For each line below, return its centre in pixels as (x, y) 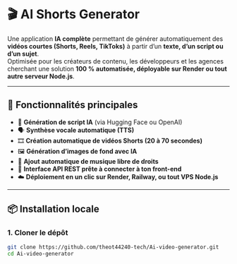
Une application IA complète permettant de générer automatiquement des (115, 38)
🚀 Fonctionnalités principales (73, 105)
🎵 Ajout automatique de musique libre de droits (88, 161)
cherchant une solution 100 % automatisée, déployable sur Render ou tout (117, 68)
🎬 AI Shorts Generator (74, 14)
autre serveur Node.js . (41, 76)
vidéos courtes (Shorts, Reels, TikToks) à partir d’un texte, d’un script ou (115, 46)
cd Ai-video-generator (41, 254)
